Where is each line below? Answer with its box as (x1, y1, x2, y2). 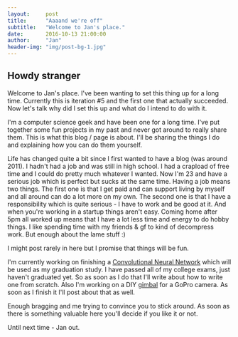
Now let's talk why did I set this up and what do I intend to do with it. (7, 104, 207, 113)
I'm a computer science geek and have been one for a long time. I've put (7, 118, 220, 126)
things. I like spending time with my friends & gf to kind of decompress (7, 222, 215, 231)
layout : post (7, 10, 59, 18)
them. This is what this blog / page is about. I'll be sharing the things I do (7, 133, 220, 141)
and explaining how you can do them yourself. (7, 140, 143, 149)
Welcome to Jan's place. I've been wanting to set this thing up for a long (7, 88, 219, 97)
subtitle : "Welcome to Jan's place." (7, 24, 126, 31)
